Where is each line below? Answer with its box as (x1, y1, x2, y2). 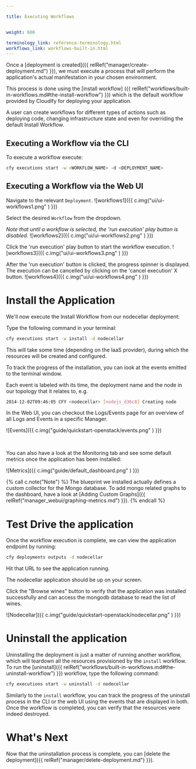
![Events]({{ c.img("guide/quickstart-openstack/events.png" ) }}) (6, 427, 162, 434)
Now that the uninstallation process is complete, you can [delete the (6, 750, 170, 757)
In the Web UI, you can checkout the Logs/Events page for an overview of (6, 409, 184, 416)
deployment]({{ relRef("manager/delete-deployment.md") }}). (6, 757, 154, 763)
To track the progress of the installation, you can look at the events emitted (6, 364, 187, 371)
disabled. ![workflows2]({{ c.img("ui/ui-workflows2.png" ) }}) (6, 232, 154, 239)
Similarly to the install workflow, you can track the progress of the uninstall (6, 692, 190, 699)
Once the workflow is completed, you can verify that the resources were (6, 704, 181, 711)
